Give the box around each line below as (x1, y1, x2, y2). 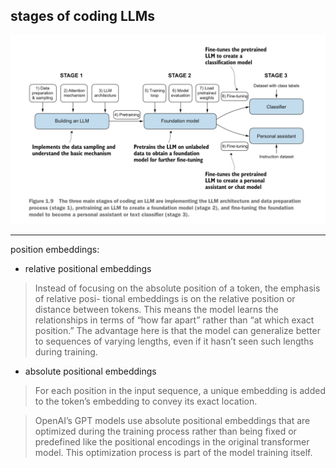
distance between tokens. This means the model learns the (34, 304, 279, 316)
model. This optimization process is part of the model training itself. (34, 447, 313, 459)
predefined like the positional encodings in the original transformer (34, 436, 310, 448)
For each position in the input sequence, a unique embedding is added (34, 385, 326, 397)
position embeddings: (10, 244, 100, 256)
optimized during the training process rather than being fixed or (34, 425, 297, 438)
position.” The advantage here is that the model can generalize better (34, 325, 321, 337)
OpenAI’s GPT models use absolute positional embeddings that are (34, 415, 311, 427)
